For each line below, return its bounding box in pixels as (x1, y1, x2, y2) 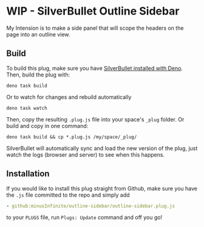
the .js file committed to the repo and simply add (6, 191, 130, 198)
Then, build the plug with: (6, 71, 70, 78)
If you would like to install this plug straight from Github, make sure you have (6, 185, 198, 192)
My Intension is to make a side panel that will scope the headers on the (6, 24, 184, 32)
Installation (6, 169, 50, 179)
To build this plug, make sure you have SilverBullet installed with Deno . (6, 64, 183, 72)
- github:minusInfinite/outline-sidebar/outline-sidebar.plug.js (6, 203, 175, 209)
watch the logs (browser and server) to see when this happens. (6, 151, 165, 158)
